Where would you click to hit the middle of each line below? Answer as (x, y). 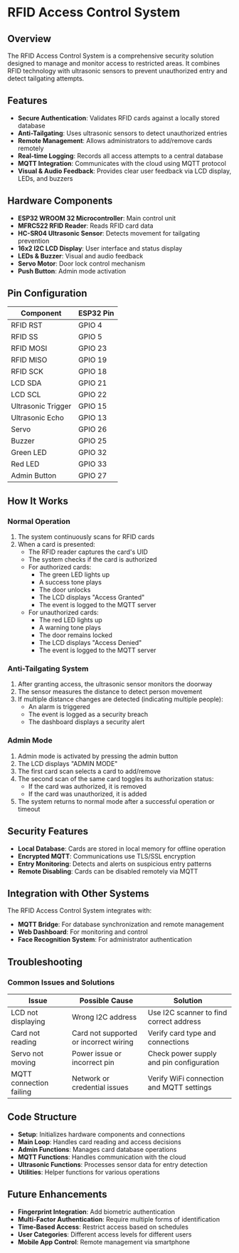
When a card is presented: (57, 545)
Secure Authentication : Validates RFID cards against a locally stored (119, 117)
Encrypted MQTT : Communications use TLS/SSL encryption (106, 856)
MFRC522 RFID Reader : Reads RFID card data (85, 226)
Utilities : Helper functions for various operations (89, 1172)
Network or (91, 1079)
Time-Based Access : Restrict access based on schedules (103, 1227)
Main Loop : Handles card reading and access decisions (99, 1142)
